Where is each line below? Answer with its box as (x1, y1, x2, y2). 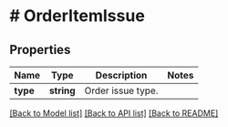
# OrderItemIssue (9, 5, 146, 26)
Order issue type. (84, 84, 159, 97)
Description (95, 69, 148, 81)
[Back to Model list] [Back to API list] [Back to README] (9, 108, 219, 119)
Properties (9, 42, 71, 58)
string (48, 84, 76, 97)
